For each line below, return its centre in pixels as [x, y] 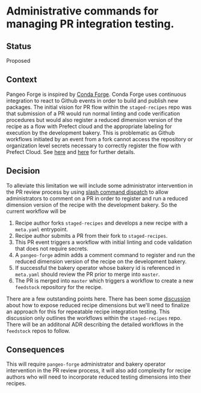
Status [19, 46]
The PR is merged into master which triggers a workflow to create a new [104, 280]
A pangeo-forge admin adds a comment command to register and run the [105, 255]
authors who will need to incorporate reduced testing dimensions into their [99, 377]
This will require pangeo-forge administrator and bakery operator [86, 364]
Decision [23, 171]
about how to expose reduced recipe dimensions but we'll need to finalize [98, 305]
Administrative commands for [82, 11]
